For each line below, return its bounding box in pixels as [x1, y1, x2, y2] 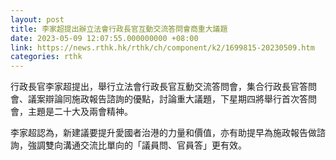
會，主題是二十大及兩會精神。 [10, 106, 133, 118]
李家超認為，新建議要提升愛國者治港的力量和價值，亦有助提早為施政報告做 [10, 127, 317, 139]
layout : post [10, 14, 65, 25]
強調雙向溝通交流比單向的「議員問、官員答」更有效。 [27, 139, 247, 151]
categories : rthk [10, 52, 83, 62]
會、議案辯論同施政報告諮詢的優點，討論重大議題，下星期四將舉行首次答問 [10, 93, 317, 105]
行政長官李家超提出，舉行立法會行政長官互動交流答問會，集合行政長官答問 [10, 81, 317, 93]
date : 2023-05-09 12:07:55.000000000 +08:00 [10, 33, 199, 43]
